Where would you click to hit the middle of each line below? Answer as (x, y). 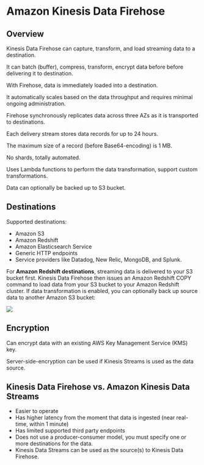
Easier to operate (37, 411)
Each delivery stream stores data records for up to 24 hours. (82, 134)
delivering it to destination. (40, 73)
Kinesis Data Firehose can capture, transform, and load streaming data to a (101, 48)
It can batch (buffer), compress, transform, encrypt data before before (95, 67)
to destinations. (26, 122)
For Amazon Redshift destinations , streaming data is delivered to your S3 (100, 271)
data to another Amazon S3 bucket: (51, 297)
